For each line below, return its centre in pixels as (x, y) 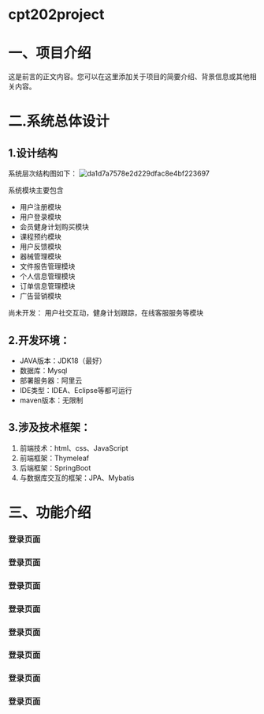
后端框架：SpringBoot (55, 467)
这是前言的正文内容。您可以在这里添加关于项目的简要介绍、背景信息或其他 (129, 77)
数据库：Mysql (43, 370)
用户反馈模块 (40, 247)
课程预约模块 (40, 237)
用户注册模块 (40, 207)
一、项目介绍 (50, 53)
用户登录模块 (40, 217)
